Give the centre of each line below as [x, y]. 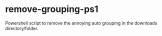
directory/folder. [22, 28]
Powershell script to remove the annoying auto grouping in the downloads [81, 23]
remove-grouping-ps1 [52, 9]
